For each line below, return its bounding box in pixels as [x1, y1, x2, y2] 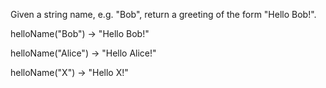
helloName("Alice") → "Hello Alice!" [10, 47, 157, 59]
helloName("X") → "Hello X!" [10, 67, 129, 78]
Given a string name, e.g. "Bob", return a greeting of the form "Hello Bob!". [10, 9, 317, 20]
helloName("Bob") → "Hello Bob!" [10, 28, 150, 39]
